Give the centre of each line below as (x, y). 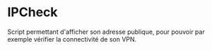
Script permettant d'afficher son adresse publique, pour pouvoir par (106, 32)
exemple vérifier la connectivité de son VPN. (72, 39)
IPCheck (33, 12)
